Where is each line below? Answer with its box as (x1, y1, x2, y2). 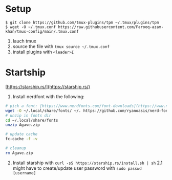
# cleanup (5, 146, 27, 151)
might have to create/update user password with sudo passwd (12, 165, 142, 171)
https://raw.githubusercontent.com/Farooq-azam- (58, 24, 164, 30)
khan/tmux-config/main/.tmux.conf (5, 29, 79, 34)
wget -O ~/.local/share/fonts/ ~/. (5, 108, 81, 113)
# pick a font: (5, 103, 38, 108)
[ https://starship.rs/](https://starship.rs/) (5, 83, 91, 89)
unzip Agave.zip (5, 122, 40, 128)
